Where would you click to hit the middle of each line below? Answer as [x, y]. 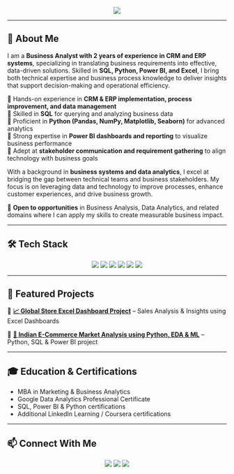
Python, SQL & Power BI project [53, 342]
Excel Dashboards [33, 321]
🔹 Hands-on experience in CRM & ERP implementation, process [100, 98]
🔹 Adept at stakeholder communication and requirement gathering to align [117, 151]
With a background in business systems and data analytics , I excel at [108, 172]
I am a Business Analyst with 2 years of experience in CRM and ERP [107, 55]
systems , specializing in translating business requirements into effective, [112, 63]
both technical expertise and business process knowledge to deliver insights [117, 77]
